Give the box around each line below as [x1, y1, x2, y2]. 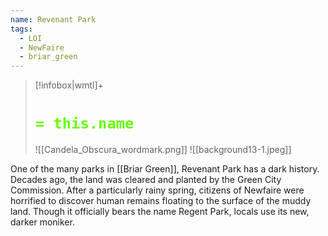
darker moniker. [10, 216, 75, 228]
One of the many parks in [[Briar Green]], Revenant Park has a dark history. [10, 163, 320, 175]
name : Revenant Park [10, 14, 97, 25]
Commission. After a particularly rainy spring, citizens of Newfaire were [10, 184, 305, 196]
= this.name [34, 114, 135, 133]
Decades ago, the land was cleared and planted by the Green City [10, 174, 282, 186]
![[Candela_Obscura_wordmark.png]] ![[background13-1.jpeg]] [34, 144, 292, 156]
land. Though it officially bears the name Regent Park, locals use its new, [10, 206, 310, 218]
